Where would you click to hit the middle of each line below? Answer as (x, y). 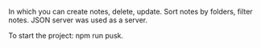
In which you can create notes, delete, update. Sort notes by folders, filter (130, 12)
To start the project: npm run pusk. (66, 36)
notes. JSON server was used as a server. (78, 20)
